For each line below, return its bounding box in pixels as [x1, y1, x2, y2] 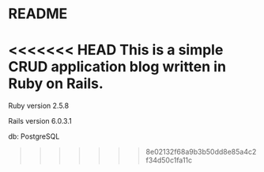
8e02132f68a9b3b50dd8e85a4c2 [145, 147, 257, 157]
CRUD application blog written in [8, 58, 227, 76]
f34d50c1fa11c [145, 155, 193, 165]
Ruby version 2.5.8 [8, 101, 70, 111]
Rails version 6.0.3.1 [8, 117, 73, 126]
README [8, 5, 68, 23]
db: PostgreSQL [8, 132, 60, 141]
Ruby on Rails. [8, 75, 104, 93]
